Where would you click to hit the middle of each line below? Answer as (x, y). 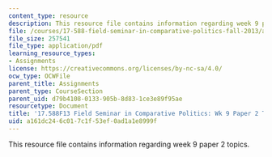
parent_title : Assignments (54, 83)
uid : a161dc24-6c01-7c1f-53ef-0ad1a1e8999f (83, 121)
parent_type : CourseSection (56, 91)
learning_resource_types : (52, 53)
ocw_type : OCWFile (39, 76)
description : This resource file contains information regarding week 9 (134, 23)
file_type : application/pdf (56, 46)
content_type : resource (49, 16)
